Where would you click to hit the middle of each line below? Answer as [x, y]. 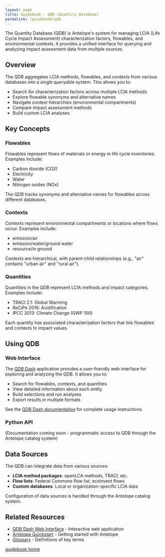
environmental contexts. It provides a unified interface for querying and [79, 44]
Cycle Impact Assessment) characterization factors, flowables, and [74, 38]
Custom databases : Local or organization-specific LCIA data [75, 486]
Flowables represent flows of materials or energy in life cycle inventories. [80, 154]
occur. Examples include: [31, 229]
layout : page [19, 10]
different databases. [26, 199]
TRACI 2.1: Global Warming [40, 303]
